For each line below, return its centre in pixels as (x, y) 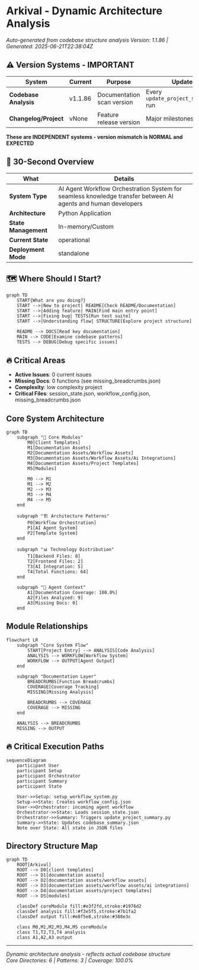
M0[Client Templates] (54, 443)
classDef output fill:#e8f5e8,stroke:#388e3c (74, 917)
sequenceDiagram (26, 760)
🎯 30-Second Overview (50, 162)
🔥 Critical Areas (36, 360)
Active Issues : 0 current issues (53, 375)
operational (74, 240)
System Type (28, 196)
